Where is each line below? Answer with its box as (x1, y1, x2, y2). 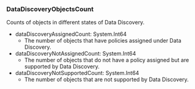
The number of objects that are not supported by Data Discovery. (24, 76, 189, 84)
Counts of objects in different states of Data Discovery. (6, 19, 145, 26)
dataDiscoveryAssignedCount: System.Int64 (15, 30, 127, 38)
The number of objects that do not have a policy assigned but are (24, 57, 189, 64)
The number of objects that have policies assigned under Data (24, 37, 182, 44)
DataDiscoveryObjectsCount (6, 5, 94, 13)
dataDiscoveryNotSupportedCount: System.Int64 (15, 69, 139, 77)
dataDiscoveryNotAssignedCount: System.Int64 (15, 50, 136, 57)
